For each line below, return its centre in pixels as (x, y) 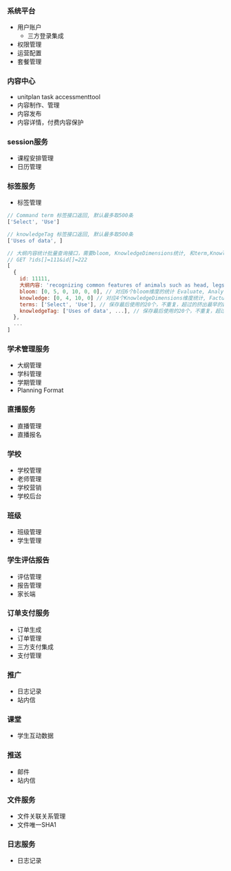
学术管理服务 (29, 349)
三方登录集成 (45, 36)
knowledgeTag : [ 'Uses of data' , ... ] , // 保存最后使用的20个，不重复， (117, 311)
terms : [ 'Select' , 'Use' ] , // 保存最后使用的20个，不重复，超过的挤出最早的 (121, 305)
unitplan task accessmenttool (59, 96)
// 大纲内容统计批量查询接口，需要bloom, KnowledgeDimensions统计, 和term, (109, 253)
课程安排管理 (35, 158)
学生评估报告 (29, 560)
